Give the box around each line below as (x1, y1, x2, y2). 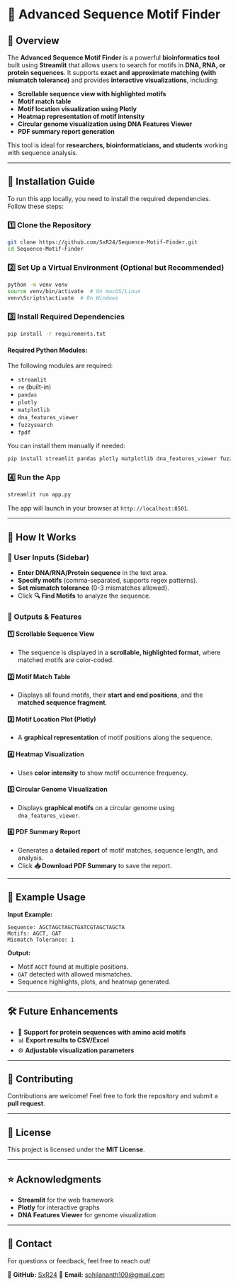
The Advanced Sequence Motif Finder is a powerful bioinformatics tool (7, 53, 220, 62)
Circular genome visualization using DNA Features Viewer (17, 120, 193, 128)
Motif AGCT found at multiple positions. (17, 962, 129, 971)
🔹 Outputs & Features (7, 612, 82, 622)
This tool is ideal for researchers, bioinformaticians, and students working (7, 141, 228, 149)
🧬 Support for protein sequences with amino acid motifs (17, 1028, 186, 1036)
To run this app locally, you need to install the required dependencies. (7, 194, 211, 203)
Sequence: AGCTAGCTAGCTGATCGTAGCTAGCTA (7, 923, 125, 931)
